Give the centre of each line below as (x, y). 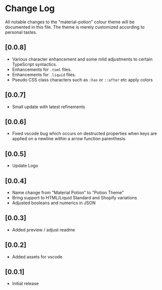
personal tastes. (21, 32)
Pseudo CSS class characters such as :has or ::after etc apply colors (82, 80)
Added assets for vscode (37, 257)
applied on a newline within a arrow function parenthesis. (69, 139)
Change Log (30, 8)
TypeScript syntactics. (34, 64)
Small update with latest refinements (49, 107)
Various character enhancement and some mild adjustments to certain (82, 59)
